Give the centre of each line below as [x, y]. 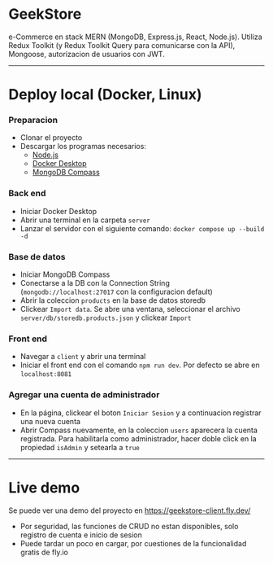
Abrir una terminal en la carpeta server [85, 220]
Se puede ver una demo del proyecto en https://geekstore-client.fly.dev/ [130, 510]
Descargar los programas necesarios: [83, 147]
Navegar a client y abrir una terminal [83, 357]
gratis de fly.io [44, 552]
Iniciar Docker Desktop [58, 211]
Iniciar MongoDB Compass [65, 274]
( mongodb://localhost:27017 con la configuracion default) [116, 292]
